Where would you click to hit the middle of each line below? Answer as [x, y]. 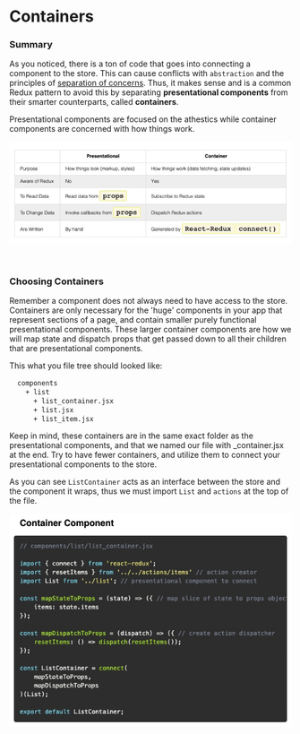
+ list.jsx [53, 410]
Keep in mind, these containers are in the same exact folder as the [131, 436]
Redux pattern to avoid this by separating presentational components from [149, 92]
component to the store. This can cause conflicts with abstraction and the [147, 73]
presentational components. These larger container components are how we [150, 330]
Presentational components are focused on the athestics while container [143, 119]
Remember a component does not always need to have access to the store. [149, 301]
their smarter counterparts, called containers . [94, 102]
